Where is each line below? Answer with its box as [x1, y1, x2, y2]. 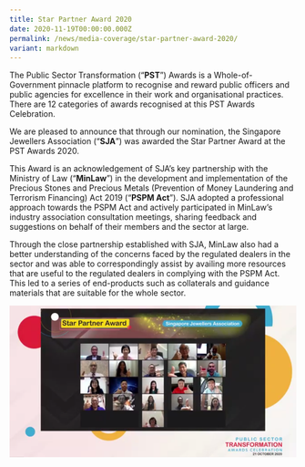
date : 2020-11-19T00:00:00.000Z [9, 24, 132, 34]
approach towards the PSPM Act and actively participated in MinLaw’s [9, 202, 273, 213]
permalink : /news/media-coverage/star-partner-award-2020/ [9, 34, 239, 43]
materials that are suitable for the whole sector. [9, 287, 187, 298]
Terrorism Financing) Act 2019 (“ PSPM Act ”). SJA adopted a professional [9, 192, 284, 203]
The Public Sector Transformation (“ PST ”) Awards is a [9, 69, 212, 81]
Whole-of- [213, 69, 253, 81]
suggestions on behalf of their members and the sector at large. [9, 222, 249, 233]
